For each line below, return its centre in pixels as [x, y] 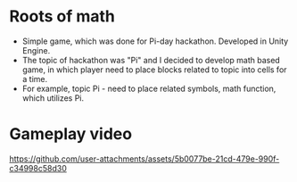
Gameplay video [70, 134]
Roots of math [62, 17]
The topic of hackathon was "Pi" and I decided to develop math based [151, 60]
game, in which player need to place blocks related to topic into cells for [154, 70]
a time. [35, 79]
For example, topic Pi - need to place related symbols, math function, [149, 88]
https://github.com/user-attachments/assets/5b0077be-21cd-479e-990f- [144, 159]
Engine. [36, 50]
